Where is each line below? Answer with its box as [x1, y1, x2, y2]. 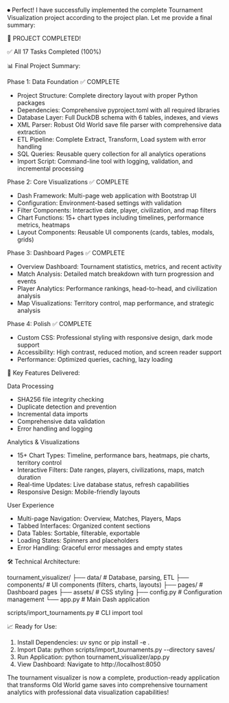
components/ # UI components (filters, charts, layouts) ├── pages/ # [7, 581, 204, 589]
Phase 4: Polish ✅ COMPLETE [7, 320, 93, 327]
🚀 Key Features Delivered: [7, 369, 80, 377]
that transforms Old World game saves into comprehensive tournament [7, 681, 208, 689]
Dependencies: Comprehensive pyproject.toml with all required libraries [16, 106, 220, 114]
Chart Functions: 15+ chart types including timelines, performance [16, 213, 204, 221]
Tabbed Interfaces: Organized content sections [16, 522, 151, 530]
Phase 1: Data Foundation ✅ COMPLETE [7, 78, 120, 85]
